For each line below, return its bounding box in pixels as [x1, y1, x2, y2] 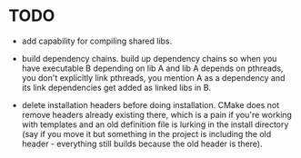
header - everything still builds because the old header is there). [21, 138, 263, 149]
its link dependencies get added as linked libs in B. [21, 82, 211, 93]
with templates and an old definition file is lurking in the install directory [21, 119, 289, 130]
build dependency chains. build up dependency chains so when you [21, 53, 277, 64]
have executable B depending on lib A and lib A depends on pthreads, [21, 63, 284, 74]
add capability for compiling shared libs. [21, 35, 173, 46]
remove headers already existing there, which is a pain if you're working [21, 109, 293, 120]
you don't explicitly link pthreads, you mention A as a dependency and [21, 72, 286, 83]
